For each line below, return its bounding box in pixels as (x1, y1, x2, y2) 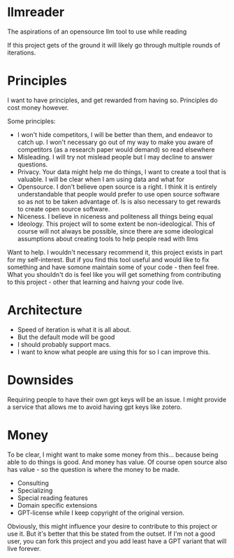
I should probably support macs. (17, 340, 111, 348)
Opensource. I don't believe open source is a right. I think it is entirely (17, 183, 218, 191)
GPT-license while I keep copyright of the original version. (17, 508, 185, 517)
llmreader (7, 4, 65, 20)
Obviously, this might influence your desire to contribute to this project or (7, 522, 218, 530)
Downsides (7, 372, 74, 388)
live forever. (7, 544, 41, 552)
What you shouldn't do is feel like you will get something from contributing (7, 270, 221, 278)
